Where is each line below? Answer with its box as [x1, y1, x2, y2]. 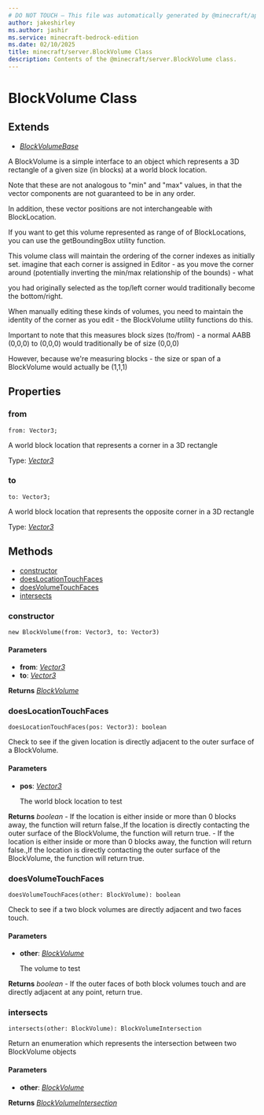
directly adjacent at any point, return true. [8, 988, 143, 997]
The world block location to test [19, 796, 123, 806]
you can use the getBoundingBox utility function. [8, 235, 167, 245]
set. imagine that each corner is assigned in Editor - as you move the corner [8, 259, 254, 268]
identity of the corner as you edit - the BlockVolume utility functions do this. [8, 315, 254, 324]
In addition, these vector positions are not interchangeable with [8, 204, 213, 213]
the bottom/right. [8, 291, 63, 301]
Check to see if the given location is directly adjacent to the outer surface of [8, 737, 255, 747]
